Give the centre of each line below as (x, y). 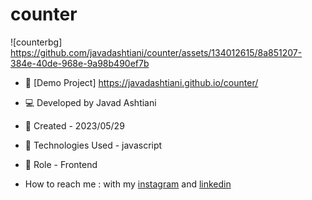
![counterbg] (36, 42)
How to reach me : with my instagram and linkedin (128, 184)
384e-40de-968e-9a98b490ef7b (80, 63)
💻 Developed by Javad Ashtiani (90, 102)
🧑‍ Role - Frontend (61, 164)
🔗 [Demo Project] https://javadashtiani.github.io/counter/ (141, 82)
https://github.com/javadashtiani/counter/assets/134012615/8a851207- (156, 52)
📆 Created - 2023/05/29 (74, 125)
